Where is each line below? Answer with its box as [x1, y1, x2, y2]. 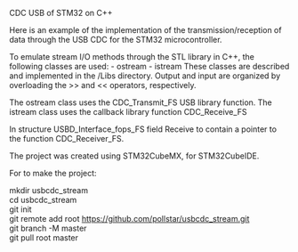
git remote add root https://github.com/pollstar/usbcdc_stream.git [9, 214, 250, 224]
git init [9, 204, 33, 215]
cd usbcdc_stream [9, 195, 77, 205]
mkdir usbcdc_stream [9, 185, 89, 195]
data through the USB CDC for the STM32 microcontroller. [9, 35, 222, 45]
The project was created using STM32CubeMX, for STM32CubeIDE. [9, 150, 260, 161]
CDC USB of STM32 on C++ [9, 8, 113, 18]
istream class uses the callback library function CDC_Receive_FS [9, 107, 247, 117]
